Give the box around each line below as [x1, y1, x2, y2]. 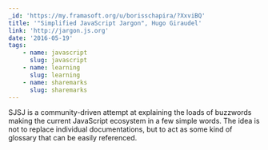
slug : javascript [29, 57, 88, 65]
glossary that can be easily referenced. [8, 133, 138, 143]
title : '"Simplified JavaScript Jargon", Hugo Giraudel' [8, 19, 202, 27]
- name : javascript [22, 49, 88, 57]
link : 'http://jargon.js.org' [8, 26, 110, 34]
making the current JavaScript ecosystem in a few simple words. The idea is [8, 116, 260, 126]
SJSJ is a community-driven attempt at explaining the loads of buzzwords [8, 108, 252, 117]
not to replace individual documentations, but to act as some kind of [8, 124, 233, 134]
